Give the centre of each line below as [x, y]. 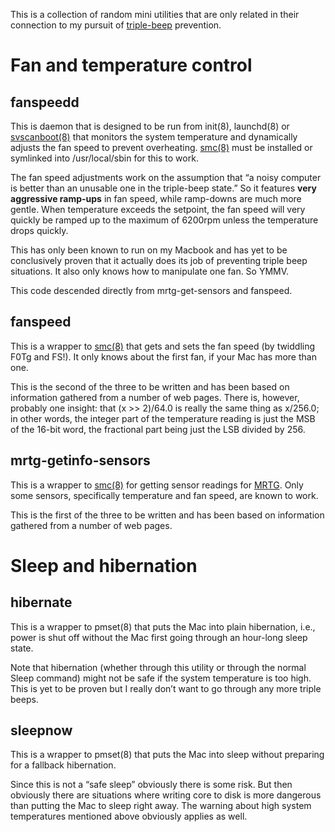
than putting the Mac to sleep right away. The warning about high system [161, 806]
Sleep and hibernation [104, 565]
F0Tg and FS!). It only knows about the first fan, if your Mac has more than [163, 356]
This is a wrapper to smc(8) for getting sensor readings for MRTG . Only [157, 485]
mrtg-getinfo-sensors [80, 460]
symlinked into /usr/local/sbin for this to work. [104, 158]
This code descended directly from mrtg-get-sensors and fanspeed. [151, 290]
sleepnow [41, 730]
